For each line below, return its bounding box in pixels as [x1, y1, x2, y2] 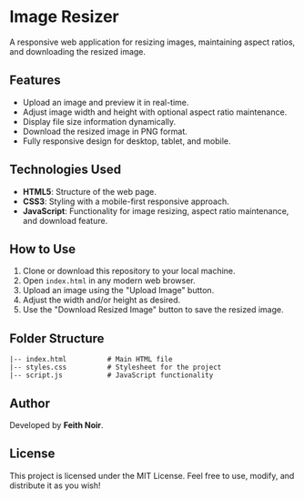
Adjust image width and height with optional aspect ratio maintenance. [22, 107, 288, 117]
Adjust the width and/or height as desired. [22, 294, 181, 306]
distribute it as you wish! [9, 480, 101, 491]
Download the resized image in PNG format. [22, 126, 188, 137]
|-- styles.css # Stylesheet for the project [9, 362, 222, 372]
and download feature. [22, 215, 108, 226]
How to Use [9, 241, 76, 257]
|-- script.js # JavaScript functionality [9, 371, 214, 380]
